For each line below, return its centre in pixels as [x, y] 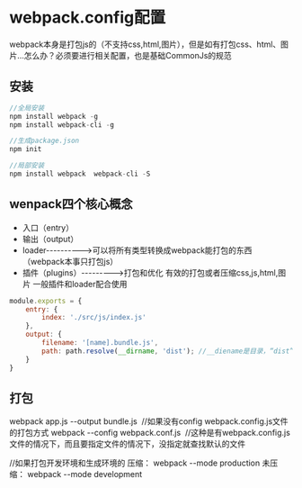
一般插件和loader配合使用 [80, 284]
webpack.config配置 [88, 18]
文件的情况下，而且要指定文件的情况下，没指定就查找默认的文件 [127, 444]
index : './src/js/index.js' [94, 318]
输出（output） [50, 239]
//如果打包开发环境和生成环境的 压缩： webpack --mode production [135, 463]
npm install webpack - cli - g [62, 125]
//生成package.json [44, 141]
